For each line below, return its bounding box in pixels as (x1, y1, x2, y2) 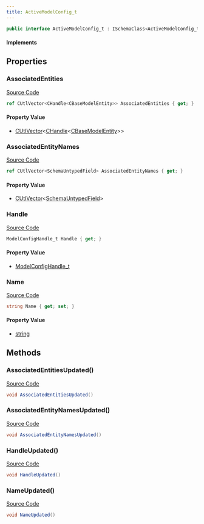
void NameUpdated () (6, 512, 56, 519)
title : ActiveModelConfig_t (6, 9, 78, 15)
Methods (6, 348, 41, 358)
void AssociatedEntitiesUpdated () (6, 392, 94, 398)
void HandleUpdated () (6, 472, 61, 478)
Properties (6, 56, 47, 67)
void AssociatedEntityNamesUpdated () (6, 431, 102, 438)
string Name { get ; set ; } (6, 303, 75, 309)
